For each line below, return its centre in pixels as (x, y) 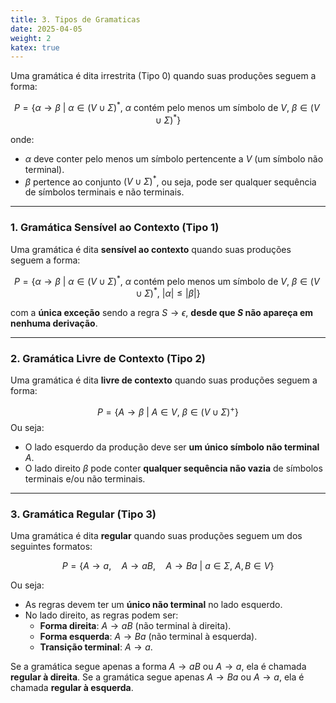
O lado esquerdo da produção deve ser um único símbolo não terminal (172, 447)
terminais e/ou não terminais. (85, 478)
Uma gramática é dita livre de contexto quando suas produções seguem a (164, 380)
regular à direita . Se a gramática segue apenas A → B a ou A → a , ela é (157, 677)
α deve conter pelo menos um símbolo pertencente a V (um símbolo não (174, 158)
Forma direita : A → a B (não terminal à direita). (135, 626)
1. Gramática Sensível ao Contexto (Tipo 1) (115, 228)
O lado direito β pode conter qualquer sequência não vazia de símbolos (173, 468)
